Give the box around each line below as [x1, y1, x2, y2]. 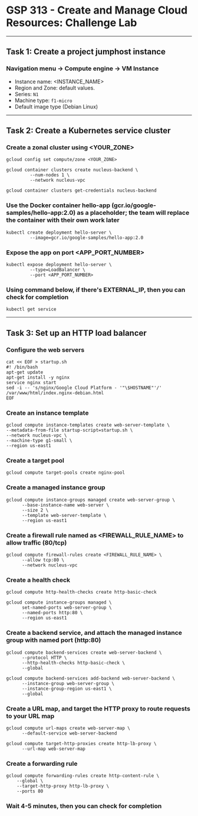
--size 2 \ [21, 507, 49, 513]
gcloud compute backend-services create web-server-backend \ [6, 650, 162, 656]
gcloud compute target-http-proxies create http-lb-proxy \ [6, 740, 157, 746]
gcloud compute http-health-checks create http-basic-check [6, 589, 157, 595]
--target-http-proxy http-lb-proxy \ [16, 783, 110, 789]
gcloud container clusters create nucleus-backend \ [6, 167, 138, 173]
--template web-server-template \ [21, 512, 107, 518]
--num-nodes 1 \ [29, 172, 70, 178]
